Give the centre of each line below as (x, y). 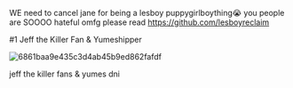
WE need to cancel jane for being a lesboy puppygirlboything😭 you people (147, 13)
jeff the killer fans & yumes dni (65, 74)
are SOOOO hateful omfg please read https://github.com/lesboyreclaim (139, 22)
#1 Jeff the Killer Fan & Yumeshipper (75, 40)
